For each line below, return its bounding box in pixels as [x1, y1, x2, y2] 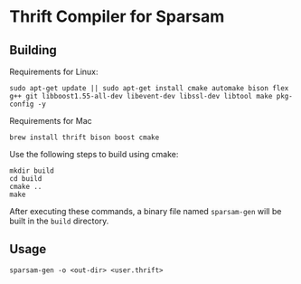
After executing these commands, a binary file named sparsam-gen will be [9, 206, 282, 216]
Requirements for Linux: [9, 66, 99, 77]
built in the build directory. [9, 215, 109, 226]
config [9, 99, 34, 109]
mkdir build [9, 166, 54, 175]
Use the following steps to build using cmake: [9, 149, 179, 159]
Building [9, 43, 57, 58]
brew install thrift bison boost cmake [9, 133, 160, 142]
